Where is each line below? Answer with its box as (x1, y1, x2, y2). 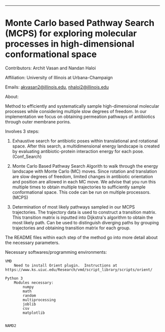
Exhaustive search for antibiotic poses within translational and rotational (12, 138, 158, 144)
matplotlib (23, 310, 45, 315)
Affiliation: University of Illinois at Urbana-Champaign (5, 74, 113, 80)
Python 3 (5, 276, 23, 281)
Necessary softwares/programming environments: (5, 249, 107, 255)
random (23, 293, 36, 298)
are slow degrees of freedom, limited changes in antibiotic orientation (12, 173, 153, 180)
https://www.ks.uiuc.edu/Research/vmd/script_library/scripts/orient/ (5, 267, 153, 272)
